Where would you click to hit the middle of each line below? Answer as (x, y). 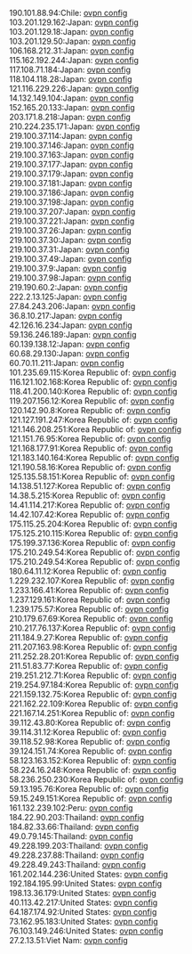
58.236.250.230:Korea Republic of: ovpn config (96, 779)
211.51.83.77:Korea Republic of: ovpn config (89, 666)
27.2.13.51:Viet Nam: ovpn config (68, 940)
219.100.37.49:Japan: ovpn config (70, 259)
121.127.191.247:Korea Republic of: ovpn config (93, 420)
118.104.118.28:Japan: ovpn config (71, 79)
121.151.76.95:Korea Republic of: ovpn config (90, 439)
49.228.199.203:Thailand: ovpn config (79, 846)
